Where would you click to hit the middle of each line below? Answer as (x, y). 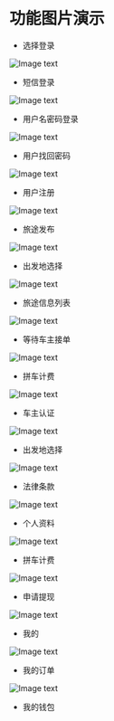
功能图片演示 (57, 19)
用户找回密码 (46, 156)
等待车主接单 (46, 339)
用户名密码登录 (50, 119)
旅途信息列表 (46, 302)
